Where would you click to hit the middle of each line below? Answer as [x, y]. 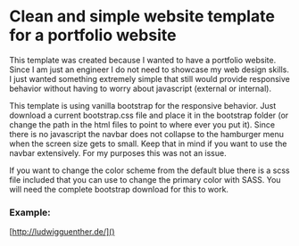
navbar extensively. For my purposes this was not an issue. [118, 152]
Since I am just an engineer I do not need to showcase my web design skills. [149, 70]
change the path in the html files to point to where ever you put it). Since [142, 124]
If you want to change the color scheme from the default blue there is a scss [149, 170]
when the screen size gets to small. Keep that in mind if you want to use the [148, 143]
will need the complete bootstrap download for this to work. [119, 189]
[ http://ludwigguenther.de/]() [62, 232]
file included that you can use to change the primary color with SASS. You [145, 179]
